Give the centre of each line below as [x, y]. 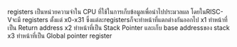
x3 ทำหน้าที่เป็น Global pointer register [60, 36]
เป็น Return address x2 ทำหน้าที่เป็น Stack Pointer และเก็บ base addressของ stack [118, 28]
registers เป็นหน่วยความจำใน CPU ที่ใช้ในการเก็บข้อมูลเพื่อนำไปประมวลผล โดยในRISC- [115, 12]
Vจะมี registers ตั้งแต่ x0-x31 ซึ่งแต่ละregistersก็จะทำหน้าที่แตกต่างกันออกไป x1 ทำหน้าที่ [117, 20]
